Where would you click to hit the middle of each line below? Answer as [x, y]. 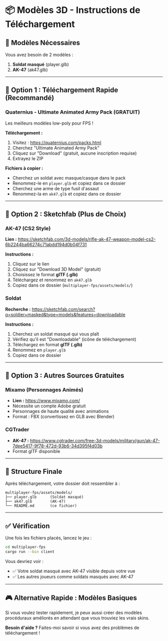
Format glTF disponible [36, 451]
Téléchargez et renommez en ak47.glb [52, 280]
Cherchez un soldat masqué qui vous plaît [56, 334]
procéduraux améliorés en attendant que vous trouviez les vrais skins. [77, 618]
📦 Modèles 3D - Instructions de [73, 10]
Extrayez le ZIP [28, 158]
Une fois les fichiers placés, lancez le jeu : [48, 538]
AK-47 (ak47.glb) [30, 70]
